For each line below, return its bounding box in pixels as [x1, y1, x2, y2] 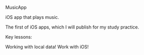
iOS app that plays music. [5, 14, 59, 20]
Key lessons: [5, 34, 32, 40]
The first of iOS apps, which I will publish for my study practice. [5, 24, 139, 30]
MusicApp [5, 5, 27, 10]
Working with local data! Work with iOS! [5, 44, 89, 50]
